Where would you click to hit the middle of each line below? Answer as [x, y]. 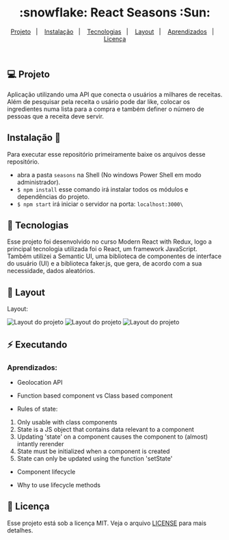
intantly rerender [40, 443]
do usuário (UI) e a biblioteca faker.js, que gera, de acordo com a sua [105, 263]
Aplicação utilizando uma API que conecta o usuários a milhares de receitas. [115, 94]
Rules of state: [37, 409]
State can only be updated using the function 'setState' [95, 458]
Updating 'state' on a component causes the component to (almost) [112, 437]
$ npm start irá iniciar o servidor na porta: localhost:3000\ [100, 204]
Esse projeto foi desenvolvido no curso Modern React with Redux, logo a [109, 242]
